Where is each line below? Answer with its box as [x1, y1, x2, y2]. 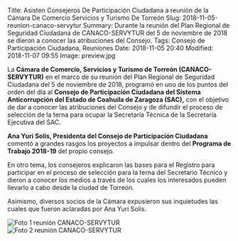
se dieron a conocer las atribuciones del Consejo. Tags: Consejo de [7, 36, 205, 45]
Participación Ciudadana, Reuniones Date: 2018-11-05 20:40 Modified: [7, 44, 214, 52]
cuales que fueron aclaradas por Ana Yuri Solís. [7, 205, 147, 213]
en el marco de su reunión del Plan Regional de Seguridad [45, 73, 215, 81]
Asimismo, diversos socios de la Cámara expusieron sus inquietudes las [7, 197, 218, 205]
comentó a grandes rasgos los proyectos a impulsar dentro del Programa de [7, 139, 232, 148]
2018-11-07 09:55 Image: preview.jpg [7, 51, 116, 60]
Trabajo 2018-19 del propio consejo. [7, 147, 115, 155]
